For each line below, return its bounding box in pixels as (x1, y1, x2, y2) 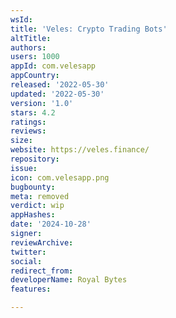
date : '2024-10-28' (10, 219, 92, 230)
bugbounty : (10, 182, 56, 192)
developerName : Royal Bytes (10, 275, 128, 285)
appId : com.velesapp (10, 61, 97, 71)
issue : (10, 163, 38, 173)
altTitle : (10, 33, 52, 43)
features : (10, 284, 52, 295)
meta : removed (10, 191, 70, 201)
